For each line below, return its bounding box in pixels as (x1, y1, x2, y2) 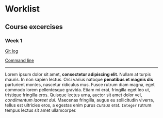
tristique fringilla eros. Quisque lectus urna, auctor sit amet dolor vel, (5, 92, 142, 98)
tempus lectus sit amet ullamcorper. (5, 107, 77, 113)
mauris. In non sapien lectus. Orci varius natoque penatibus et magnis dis (5, 76, 154, 82)
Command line (5, 57, 34, 63)
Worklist (5, 3, 40, 15)
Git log (5, 48, 18, 54)
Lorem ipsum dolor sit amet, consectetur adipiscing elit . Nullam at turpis (5, 71, 151, 77)
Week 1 (5, 37, 23, 44)
